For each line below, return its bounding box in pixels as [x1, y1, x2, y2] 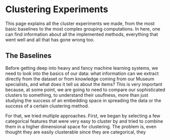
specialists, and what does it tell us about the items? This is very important [5, 81, 162, 87]
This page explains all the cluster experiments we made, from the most [5, 20, 155, 26]
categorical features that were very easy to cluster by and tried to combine [5, 118, 163, 124]
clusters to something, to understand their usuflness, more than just [5, 92, 148, 98]
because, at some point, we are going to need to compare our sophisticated [5, 87, 165, 93]
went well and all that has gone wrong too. [5, 37, 95, 43]
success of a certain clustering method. [5, 103, 90, 109]
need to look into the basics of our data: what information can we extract [5, 70, 159, 76]
